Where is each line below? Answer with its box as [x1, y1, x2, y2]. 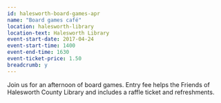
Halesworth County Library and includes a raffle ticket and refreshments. [7, 88, 215, 96]
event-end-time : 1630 [7, 49, 70, 56]
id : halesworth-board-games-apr [7, 10, 100, 17]
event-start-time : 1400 [7, 42, 76, 49]
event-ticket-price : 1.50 [7, 55, 81, 62]
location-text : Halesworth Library [7, 29, 110, 37]
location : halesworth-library [7, 23, 95, 30]
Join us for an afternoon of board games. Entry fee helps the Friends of [7, 80, 211, 88]
